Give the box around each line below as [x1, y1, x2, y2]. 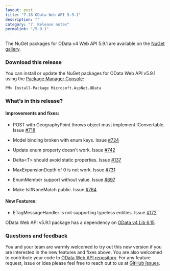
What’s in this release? [5, 98, 63, 105]
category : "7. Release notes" [5, 21, 70, 27]
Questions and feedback [5, 232, 68, 239]
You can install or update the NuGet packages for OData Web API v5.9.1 [5, 70, 156, 77]
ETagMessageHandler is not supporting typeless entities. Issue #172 [12, 209, 157, 215]
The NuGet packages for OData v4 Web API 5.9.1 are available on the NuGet [5, 40, 165, 47]
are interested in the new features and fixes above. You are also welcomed [5, 249, 162, 256]
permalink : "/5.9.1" [5, 27, 50, 32]
